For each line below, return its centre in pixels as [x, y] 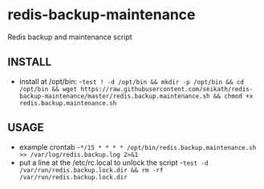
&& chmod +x [233, 96]
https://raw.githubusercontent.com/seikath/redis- [167, 89]
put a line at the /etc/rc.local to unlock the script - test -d [114, 163]
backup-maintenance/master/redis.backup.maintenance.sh [114, 96]
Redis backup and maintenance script [70, 37]
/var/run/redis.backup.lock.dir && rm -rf [91, 170]
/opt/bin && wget [48, 89]
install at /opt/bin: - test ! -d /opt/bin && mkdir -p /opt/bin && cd [131, 81]
